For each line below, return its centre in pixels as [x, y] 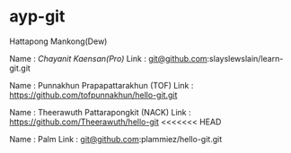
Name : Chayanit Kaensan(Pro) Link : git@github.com [109, 58]
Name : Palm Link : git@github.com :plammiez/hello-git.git [116, 139]
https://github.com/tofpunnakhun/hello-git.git [93, 95]
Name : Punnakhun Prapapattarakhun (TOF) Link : [101, 85]
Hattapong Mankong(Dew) [58, 41]
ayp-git [37, 17]
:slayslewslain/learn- [245, 58]
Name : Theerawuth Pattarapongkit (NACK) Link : [100, 112]
